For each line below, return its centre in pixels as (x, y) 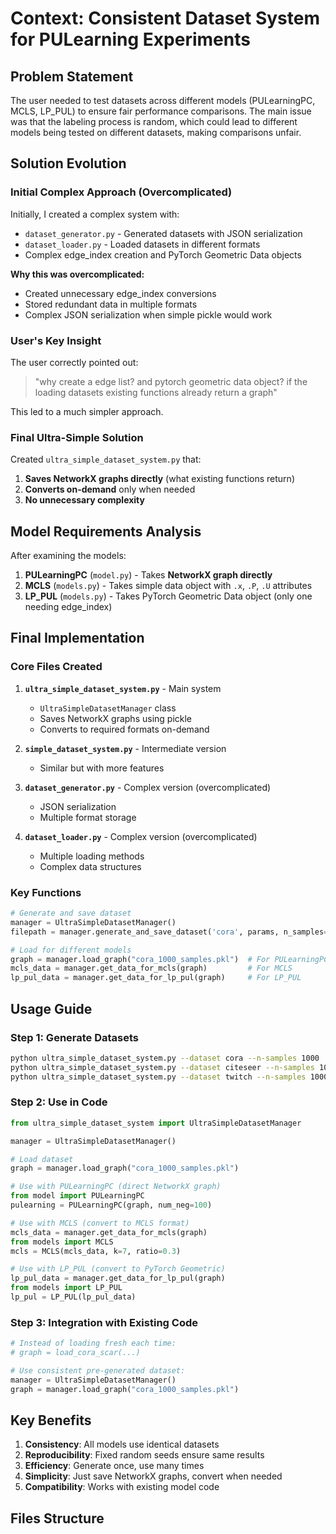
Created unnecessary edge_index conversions (120, 293)
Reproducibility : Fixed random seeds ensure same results (144, 1455)
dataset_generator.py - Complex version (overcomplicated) (148, 787)
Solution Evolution (68, 163)
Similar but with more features (102, 768)
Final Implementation (77, 638)
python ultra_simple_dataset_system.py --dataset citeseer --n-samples (162, 1067)
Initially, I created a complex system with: (95, 214)
